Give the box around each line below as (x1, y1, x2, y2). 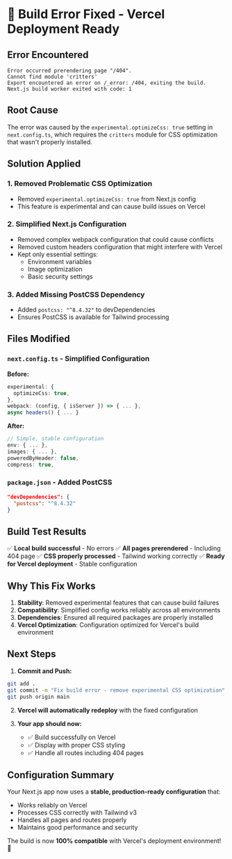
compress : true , (7, 461, 54, 468)
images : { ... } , (7, 448, 58, 455)
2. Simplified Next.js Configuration (7, 219, 127, 229)
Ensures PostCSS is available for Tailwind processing (17, 313, 169, 321)
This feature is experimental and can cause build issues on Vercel (17, 202, 206, 210)
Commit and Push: (17, 667, 72, 675)
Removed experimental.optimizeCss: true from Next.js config (17, 194, 197, 203)
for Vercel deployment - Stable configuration (7, 560, 138, 568)
